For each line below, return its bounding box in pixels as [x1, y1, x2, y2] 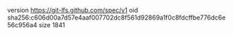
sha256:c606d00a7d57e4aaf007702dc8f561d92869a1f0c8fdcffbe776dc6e [7, 13, 226, 22]
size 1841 [38, 21, 65, 29]
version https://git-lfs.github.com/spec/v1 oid [7, 6, 139, 14]
